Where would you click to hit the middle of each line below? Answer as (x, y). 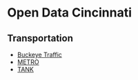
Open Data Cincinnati (70, 13)
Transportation (40, 38)
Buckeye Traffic (39, 54)
